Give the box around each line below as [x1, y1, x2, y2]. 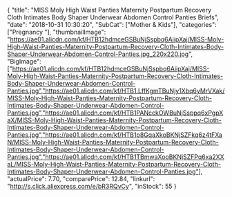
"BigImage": [7, 57, 41, 65]
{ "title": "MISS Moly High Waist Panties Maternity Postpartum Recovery [7, 6, 212, 14]
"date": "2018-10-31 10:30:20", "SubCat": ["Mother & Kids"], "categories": [7, 21, 217, 28]
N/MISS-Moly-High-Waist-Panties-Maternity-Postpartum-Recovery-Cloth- [7, 138, 219, 146]
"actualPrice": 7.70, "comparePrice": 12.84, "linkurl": [7, 175, 155, 182]
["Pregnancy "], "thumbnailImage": [7, 28, 106, 36]
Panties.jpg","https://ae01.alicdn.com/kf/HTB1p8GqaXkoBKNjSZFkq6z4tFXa [7, 131, 222, 139]
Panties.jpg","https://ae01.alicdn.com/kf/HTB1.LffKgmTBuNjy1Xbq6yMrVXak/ [7, 86, 225, 95]
